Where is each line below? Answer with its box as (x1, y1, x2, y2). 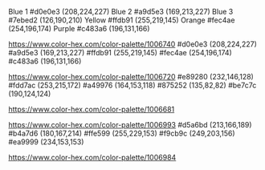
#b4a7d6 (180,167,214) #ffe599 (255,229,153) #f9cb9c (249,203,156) (8, 128, 235, 138)
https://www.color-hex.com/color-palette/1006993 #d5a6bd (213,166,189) (8, 120, 252, 129)
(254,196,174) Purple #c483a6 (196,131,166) (8, 24, 150, 33)
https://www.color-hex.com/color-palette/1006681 (8, 104, 175, 114)
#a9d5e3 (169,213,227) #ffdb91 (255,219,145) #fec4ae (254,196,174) (8, 48, 233, 57)
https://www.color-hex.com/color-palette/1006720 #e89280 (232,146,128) (8, 72, 255, 81)
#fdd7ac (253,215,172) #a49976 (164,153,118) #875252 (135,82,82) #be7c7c (8, 80, 257, 90)
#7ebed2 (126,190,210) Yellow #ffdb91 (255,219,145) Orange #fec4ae (8, 15, 235, 25)
